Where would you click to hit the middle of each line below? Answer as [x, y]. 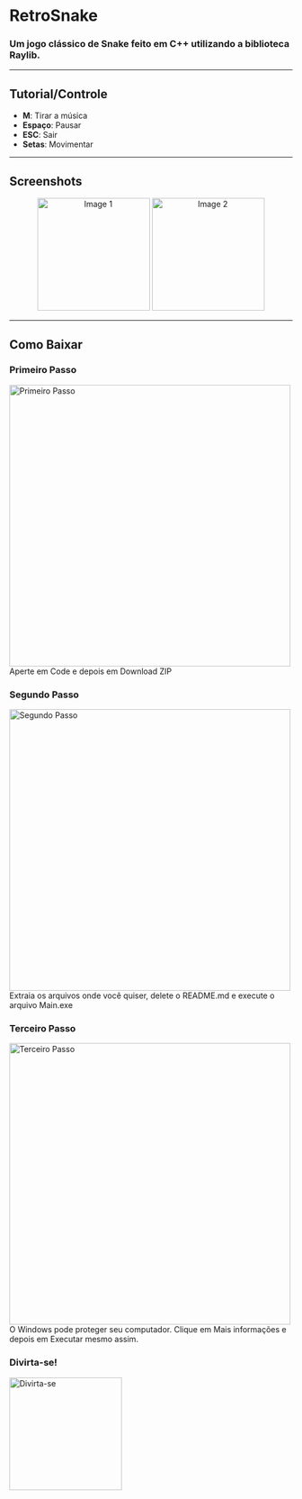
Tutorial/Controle [58, 94]
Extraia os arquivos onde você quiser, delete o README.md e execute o [142, 995]
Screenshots [46, 181]
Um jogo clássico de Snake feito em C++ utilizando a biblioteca [150, 44]
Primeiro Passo [43, 370]
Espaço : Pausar [52, 125]
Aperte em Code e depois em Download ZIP [91, 671]
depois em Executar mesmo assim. [74, 1340]
